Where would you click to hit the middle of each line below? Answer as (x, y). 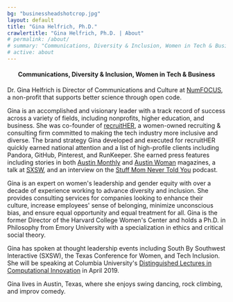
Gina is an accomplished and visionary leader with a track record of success (116, 111)
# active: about (31, 53)
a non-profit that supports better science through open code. (95, 97)
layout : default (31, 20)
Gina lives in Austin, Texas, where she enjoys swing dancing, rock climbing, (115, 284)
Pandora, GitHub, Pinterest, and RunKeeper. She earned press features (109, 155)
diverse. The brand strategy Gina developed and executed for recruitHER (111, 140)
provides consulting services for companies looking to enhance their (105, 198)
